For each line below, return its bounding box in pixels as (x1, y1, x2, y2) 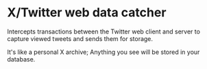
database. (7, 55, 36, 63)
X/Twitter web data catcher (7, 5, 167, 20)
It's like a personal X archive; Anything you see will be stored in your (7, 48, 200, 56)
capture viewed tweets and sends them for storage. (7, 34, 153, 42)
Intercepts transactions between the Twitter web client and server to (7, 27, 201, 36)
